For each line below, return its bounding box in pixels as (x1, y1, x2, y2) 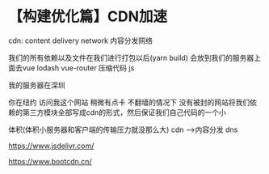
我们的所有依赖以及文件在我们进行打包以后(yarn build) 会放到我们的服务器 (8, 53, 254, 62)
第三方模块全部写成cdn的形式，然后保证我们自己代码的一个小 (22, 107, 226, 117)
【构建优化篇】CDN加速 (8, 7, 168, 26)
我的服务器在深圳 (8, 80, 65, 90)
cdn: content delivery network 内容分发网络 (8, 36, 153, 45)
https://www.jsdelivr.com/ (8, 141, 95, 151)
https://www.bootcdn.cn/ (8, 156, 92, 166)
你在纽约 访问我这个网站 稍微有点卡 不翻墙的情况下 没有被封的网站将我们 (8, 97, 250, 107)
